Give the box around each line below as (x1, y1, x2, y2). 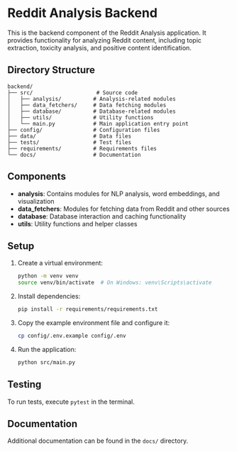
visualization (17, 197, 55, 205)
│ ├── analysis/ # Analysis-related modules (7, 95, 176, 102)
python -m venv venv (17, 272, 79, 280)
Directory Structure (7, 64, 96, 76)
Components (7, 170, 66, 182)
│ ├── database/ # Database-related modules (7, 108, 176, 115)
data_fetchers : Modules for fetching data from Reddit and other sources (17, 204, 230, 213)
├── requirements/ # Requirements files (7, 145, 158, 152)
